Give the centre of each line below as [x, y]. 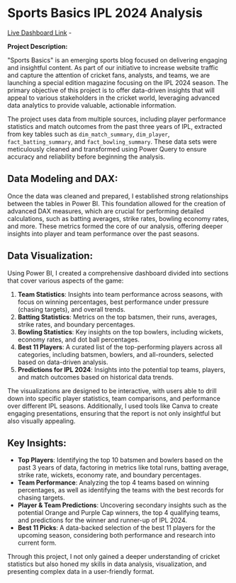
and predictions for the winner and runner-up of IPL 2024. [102, 520]
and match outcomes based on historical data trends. [95, 377]
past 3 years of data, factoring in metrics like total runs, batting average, [123, 468]
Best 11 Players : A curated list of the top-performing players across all [120, 347]
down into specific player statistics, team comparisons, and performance [114, 398]
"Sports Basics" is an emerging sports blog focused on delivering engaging [117, 60]
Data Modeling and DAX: [63, 179]
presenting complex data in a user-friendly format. [81, 572]
